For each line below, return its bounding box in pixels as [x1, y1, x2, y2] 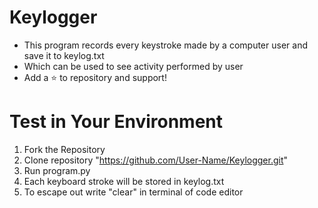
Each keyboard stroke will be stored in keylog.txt [23, 175, 225, 187]
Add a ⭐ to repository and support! [23, 71, 167, 83]
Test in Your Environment [9, 111, 224, 133]
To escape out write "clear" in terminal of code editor [23, 186, 244, 198]
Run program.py [23, 164, 91, 176]
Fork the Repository [23, 143, 106, 155]
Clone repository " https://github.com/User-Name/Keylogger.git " [23, 154, 289, 166]
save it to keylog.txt [23, 49, 105, 61]
